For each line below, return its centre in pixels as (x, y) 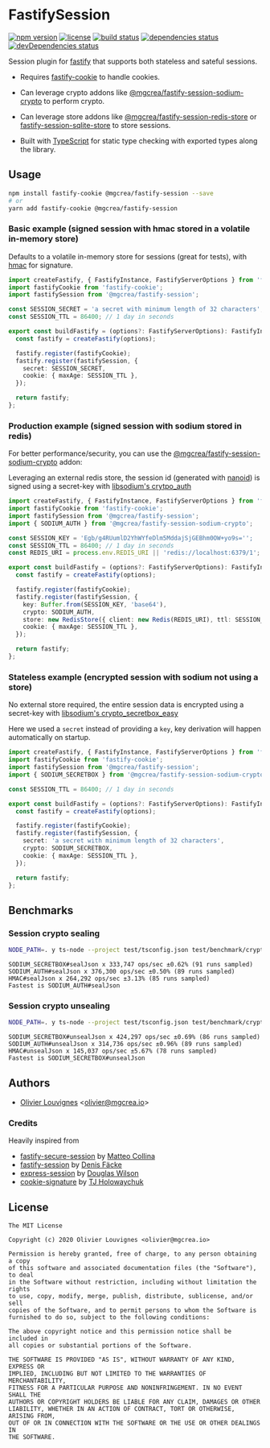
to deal (21, 1275)
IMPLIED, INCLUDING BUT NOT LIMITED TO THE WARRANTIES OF (107, 1374)
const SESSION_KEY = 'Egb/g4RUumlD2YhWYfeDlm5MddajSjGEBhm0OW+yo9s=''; (131, 538)
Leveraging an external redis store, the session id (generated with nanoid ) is (134, 478)
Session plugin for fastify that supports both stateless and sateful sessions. (133, 61)
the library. (38, 149)
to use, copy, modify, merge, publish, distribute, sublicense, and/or (131, 1297)
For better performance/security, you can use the (90, 453)
